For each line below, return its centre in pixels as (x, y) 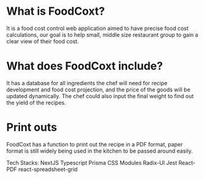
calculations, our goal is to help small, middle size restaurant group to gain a (102, 34)
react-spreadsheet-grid (48, 169)
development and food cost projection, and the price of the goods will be (99, 89)
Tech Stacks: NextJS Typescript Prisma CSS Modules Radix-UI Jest (92, 162)
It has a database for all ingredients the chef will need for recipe (87, 83)
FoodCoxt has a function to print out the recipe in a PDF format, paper (95, 144)
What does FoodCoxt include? (85, 66)
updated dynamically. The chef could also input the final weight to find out (100, 96)
